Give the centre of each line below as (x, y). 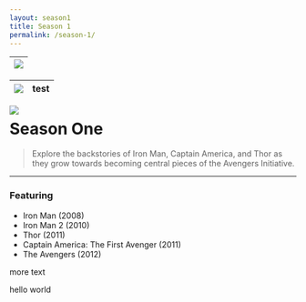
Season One (56, 129)
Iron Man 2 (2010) (56, 225)
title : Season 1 (40, 26)
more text (27, 272)
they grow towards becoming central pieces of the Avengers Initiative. (163, 164)
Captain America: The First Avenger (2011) (102, 244)
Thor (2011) (44, 235)
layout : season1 (40, 18)
